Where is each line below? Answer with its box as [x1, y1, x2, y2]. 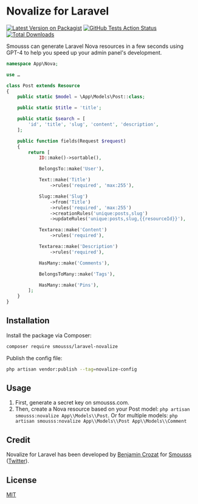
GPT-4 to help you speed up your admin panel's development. [6, 49, 162, 56]
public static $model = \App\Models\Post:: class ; [17, 94, 146, 100]
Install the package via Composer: [6, 332, 92, 339]
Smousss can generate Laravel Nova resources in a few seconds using [6, 42, 184, 50]
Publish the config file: [6, 354, 63, 361]
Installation [6, 315, 50, 326]
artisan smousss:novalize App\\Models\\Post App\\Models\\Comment [15, 418, 187, 425]
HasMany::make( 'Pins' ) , [38, 282, 99, 288]
